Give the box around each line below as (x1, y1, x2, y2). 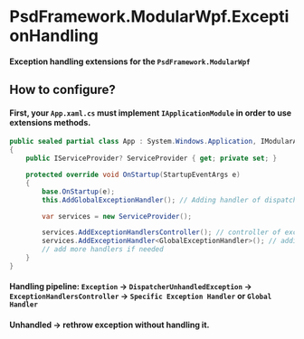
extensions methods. (9, 117, 91, 127)
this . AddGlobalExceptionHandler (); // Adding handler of (42, 195, 261, 204)
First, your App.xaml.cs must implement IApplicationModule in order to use (9, 107, 292, 118)
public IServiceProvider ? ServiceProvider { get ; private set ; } (25, 154, 278, 164)
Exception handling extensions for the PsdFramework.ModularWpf (9, 56, 251, 67)
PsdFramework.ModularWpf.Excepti (9, 6, 290, 27)
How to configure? (9, 82, 116, 98)
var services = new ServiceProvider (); (42, 212, 193, 221)
